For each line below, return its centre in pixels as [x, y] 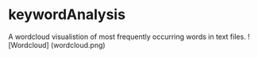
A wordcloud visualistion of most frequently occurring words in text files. [127, 37]
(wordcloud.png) [78, 44]
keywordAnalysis [67, 15]
